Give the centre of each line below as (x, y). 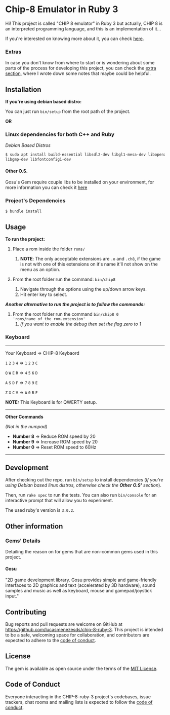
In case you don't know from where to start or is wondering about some (80, 63)
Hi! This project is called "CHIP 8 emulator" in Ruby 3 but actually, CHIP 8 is (84, 23)
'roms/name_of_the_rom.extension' (49, 319)
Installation (23, 89)
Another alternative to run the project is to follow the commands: (75, 305)
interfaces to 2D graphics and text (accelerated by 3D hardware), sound (80, 585)
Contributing (26, 612)
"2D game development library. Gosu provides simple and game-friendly (81, 580)
